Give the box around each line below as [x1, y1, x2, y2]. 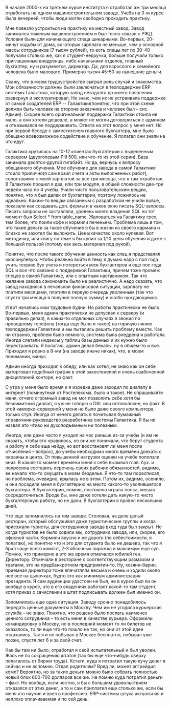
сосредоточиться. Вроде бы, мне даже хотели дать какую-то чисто [5, 492, 154, 498]
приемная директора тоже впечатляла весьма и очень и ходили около [5, 567, 160, 573]
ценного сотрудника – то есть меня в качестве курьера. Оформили [5, 615, 153, 621]
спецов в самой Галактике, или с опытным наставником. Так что [5, 273, 147, 279]
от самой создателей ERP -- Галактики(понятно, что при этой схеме [5, 100, 155, 107]
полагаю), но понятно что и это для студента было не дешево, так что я [5, 540, 162, 546]
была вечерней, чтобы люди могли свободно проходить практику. [5, 15, 151, 21]
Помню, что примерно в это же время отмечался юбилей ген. [5, 551, 142, 557]
